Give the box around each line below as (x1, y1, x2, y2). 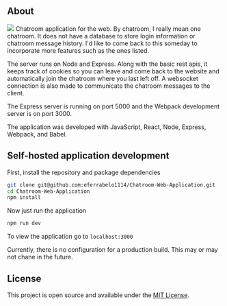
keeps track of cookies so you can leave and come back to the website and (7, 67, 220, 75)
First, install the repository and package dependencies (7, 168, 161, 176)
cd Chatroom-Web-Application (7, 188, 90, 195)
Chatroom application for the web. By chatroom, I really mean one (15, 24, 202, 33)
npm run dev (7, 220, 41, 227)
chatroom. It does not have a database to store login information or (7, 32, 196, 40)
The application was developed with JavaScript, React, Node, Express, (7, 123, 206, 131)
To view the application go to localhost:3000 (7, 233, 133, 241)
